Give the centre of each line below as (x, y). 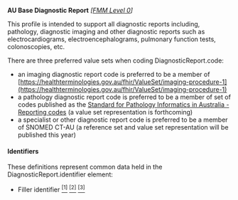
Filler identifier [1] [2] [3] (51, 189)
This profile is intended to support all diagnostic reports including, (104, 24)
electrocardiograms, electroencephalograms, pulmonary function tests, (112, 39)
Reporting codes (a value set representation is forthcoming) (105, 112)
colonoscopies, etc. (36, 47)
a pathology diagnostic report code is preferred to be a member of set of (124, 97)
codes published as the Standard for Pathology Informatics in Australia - (123, 105)
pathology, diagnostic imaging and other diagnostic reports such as (106, 32)
